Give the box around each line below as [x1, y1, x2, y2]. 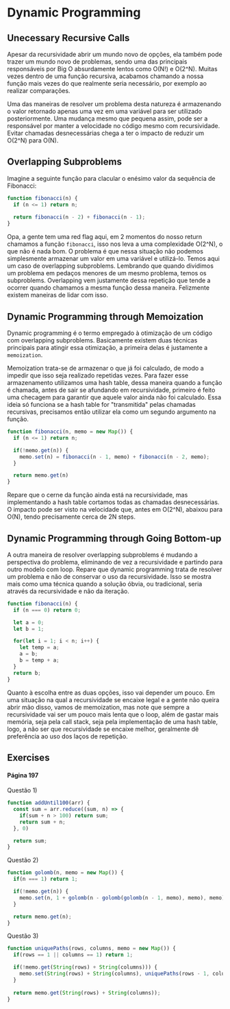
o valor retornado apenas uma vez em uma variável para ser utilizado [7, 108, 203, 115]
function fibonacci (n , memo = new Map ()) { [7, 428, 133, 435]
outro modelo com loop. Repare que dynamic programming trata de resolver [7, 565, 222, 573]
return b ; [13, 669, 41, 676]
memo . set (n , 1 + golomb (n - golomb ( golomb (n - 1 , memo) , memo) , [19, 894, 207, 901]
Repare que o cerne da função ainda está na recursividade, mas [7, 491, 188, 499]
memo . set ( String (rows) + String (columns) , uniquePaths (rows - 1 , [19, 971, 210, 977]
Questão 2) [7, 856, 39, 864]
